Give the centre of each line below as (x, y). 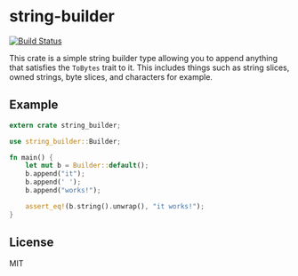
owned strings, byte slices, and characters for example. (111, 76)
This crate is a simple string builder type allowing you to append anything (144, 58)
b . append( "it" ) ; (56, 174)
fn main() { (31, 157)
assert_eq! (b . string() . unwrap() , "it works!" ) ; (115, 206)
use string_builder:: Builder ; (65, 141)
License (32, 243)
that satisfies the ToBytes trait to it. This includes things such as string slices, (149, 67)
